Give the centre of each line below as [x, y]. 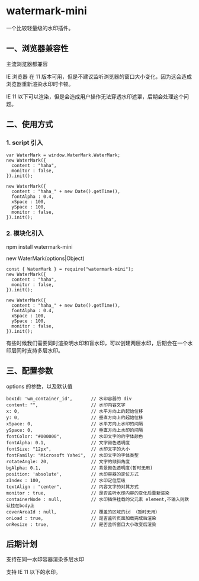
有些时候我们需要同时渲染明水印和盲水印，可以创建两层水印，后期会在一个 [97, 343]
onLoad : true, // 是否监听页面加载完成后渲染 [81, 518]
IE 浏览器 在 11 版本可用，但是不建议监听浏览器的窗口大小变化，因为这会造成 [99, 76]
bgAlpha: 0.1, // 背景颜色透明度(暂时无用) [79, 468]
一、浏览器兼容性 [37, 49]
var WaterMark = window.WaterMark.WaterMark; [63, 155]
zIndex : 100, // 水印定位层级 [66, 480]
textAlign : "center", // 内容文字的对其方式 [73, 487]
